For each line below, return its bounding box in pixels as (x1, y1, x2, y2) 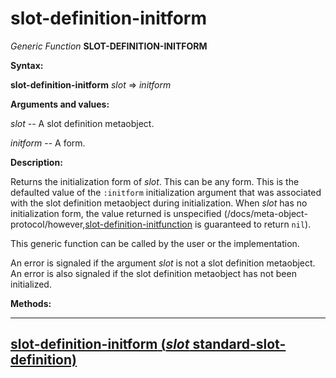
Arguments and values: (10, 98, 110, 110)
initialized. (10, 278, 52, 290)
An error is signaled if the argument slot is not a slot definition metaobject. (10, 257, 316, 269)
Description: (10, 156, 63, 168)
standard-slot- (192, 336, 287, 353)
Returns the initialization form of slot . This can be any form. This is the (10, 175, 300, 187)
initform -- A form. (10, 137, 86, 149)
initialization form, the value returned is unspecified (10, 207, 222, 219)
